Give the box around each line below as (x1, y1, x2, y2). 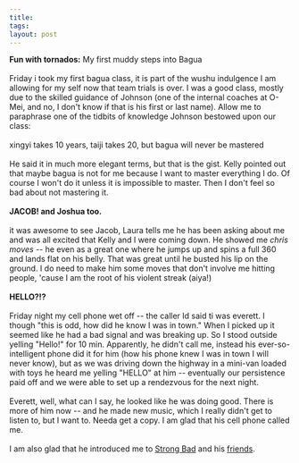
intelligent (9, 349, 46, 359)
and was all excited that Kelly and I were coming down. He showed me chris (9, 234, 288, 246)
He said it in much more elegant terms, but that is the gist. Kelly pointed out (9, 158, 287, 170)
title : (9, 13, 34, 22)
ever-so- (257, 339, 290, 349)
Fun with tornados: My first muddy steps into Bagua (9, 55, 203, 65)
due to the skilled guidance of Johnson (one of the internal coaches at (9, 92, 268, 103)
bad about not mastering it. (9, 187, 109, 198)
